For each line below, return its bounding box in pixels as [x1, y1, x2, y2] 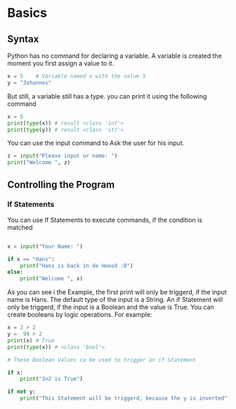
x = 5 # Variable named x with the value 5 [7, 73, 146, 80]
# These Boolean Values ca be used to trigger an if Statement [7, 356, 197, 363]
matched [7, 223, 33, 232]
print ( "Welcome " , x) [20, 275, 83, 282]
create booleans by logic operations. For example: [7, 310, 152, 319]
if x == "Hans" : [7, 256, 55, 263]
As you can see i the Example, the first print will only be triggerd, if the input [7, 288, 227, 296]
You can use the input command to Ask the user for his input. [7, 139, 185, 147]
